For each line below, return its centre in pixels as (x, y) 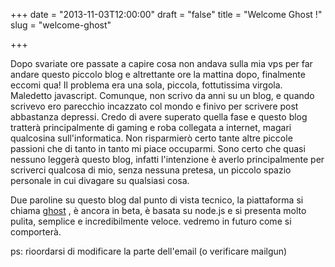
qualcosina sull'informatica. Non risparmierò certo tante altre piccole (151, 138)
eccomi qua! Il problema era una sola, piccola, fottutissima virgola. (146, 85)
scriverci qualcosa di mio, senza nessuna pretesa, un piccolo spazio (151, 170)
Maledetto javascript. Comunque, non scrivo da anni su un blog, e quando (162, 95)
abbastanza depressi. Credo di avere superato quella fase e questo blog (159, 117)
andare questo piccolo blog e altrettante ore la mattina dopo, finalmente (158, 74)
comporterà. (36, 232)
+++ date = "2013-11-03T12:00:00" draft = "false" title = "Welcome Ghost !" (166, 14)
